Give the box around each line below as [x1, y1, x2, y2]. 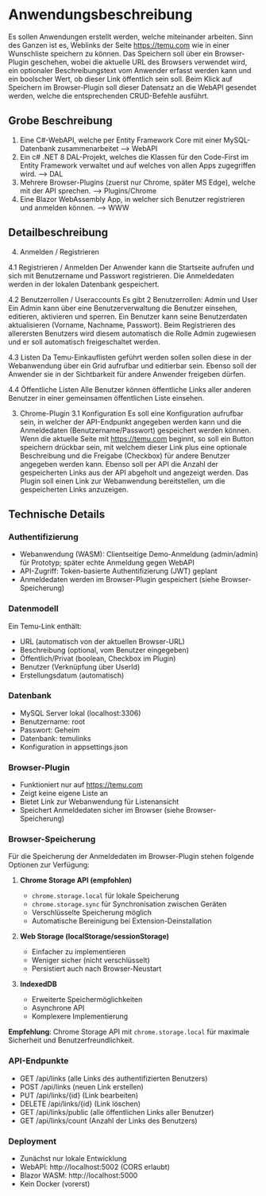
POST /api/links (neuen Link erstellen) [19, 1081, 145, 1091]
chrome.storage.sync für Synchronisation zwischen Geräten [31, 899, 227, 909]
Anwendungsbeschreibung [8, 6, 193, 24]
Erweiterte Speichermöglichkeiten [31, 995, 143, 1004]
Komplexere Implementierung [31, 1012, 129, 1021]
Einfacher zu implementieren [31, 947, 126, 957]
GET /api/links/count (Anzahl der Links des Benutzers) [19, 1116, 198, 1125]
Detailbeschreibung [8, 226, 109, 239]
